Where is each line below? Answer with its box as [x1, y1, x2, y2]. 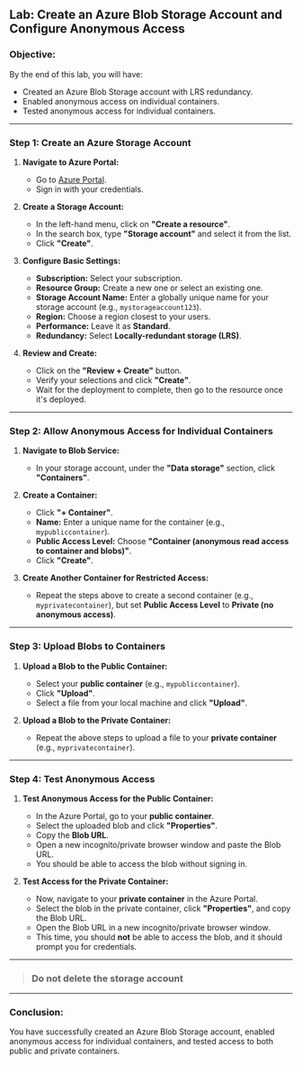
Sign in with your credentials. [35, 184, 144, 195]
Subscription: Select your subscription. [35, 272, 182, 283]
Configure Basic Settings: [22, 255, 121, 266]
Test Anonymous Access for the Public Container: [22, 793, 214, 804]
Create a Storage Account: [22, 201, 124, 212]
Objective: [9, 49, 56, 61]
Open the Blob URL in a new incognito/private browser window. [35, 922, 271, 933]
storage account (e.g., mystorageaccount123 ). [35, 301, 202, 312]
